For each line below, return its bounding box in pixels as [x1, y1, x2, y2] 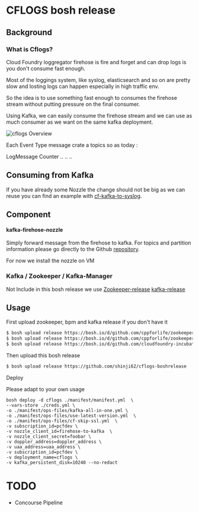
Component [6, 209, 52, 220]
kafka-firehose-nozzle [6, 226, 63, 233]
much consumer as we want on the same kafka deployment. [6, 118, 153, 125]
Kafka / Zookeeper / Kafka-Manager [6, 272, 113, 280]
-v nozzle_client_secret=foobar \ [6, 434, 92, 439]
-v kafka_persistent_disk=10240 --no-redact [6, 459, 118, 466]
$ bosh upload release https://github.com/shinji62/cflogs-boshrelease [6, 363, 187, 369]
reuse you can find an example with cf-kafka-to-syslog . [6, 192, 142, 199]
